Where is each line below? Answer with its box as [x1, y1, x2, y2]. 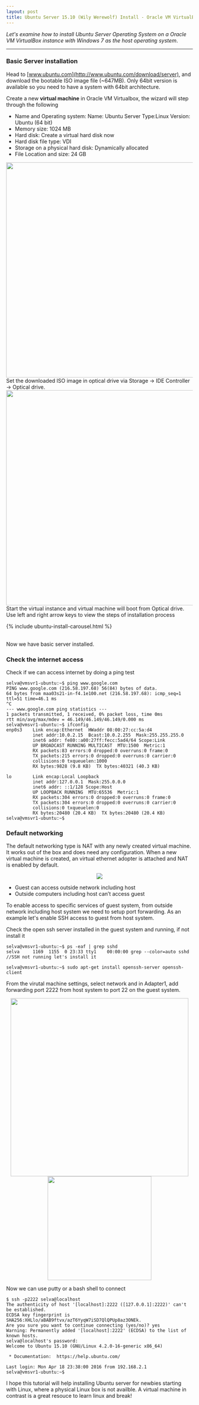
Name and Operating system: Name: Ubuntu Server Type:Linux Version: [14, 112, 191, 119]
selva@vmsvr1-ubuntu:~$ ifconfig [6, 722, 89, 728]
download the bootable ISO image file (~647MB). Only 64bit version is [6, 77, 178, 84]
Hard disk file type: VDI [14, 138, 72, 145]
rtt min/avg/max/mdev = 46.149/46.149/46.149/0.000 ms [6, 716, 145, 723]
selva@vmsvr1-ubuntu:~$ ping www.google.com [6, 680, 118, 686]
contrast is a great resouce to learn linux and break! [6, 1393, 132, 1400]
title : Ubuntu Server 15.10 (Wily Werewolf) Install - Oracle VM [6, 14, 171, 20]
